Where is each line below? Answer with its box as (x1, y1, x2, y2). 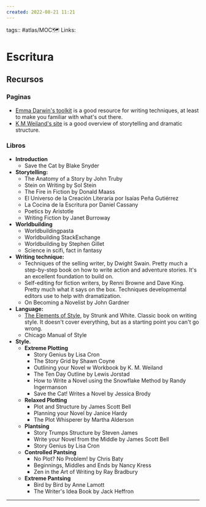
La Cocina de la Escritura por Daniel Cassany (24, 200, 139, 208)
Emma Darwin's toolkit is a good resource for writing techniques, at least (15, 107, 199, 114)
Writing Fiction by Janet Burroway (24, 214, 110, 221)
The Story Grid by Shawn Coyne (33, 357, 115, 365)
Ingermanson (33, 383, 67, 391)
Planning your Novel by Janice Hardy (33, 409, 128, 417)
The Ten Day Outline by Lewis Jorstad (33, 370, 130, 378)
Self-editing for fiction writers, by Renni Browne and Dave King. (24, 279, 185, 286)
